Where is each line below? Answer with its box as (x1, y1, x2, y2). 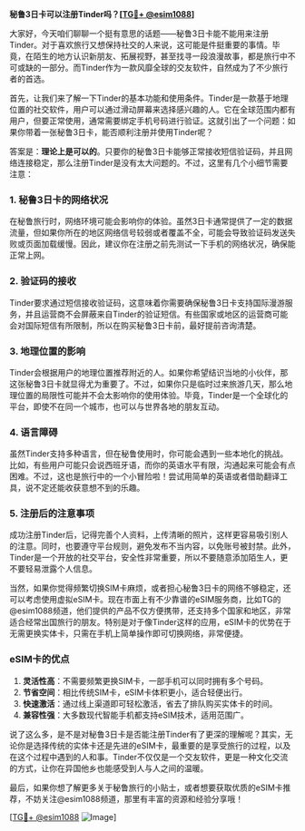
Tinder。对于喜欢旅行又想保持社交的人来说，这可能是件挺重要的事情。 (9, 40, 272, 50)
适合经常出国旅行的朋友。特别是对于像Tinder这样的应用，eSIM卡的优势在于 (9, 617, 292, 628)
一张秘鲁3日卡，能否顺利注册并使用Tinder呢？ (40, 127, 214, 137)
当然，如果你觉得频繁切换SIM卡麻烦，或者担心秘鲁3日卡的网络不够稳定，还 (9, 582, 292, 593)
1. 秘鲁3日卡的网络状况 (9, 193, 109, 206)
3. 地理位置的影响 (9, 345, 86, 357)
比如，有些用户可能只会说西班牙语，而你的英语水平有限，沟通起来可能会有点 (9, 460, 296, 471)
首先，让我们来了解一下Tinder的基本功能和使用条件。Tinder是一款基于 (9, 93, 273, 103)
